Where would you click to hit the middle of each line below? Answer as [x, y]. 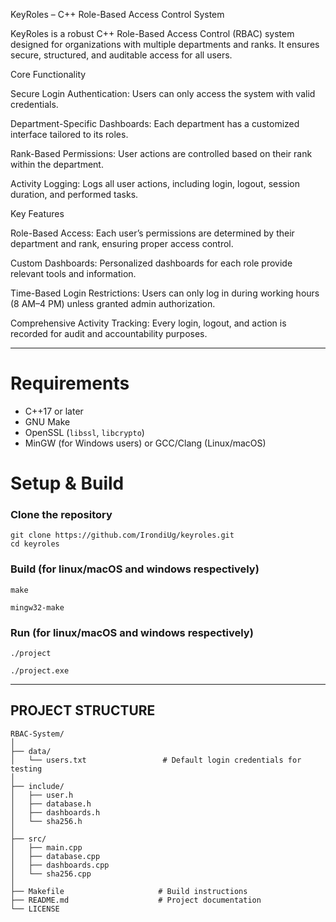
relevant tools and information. [73, 273]
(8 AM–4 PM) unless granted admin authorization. [113, 303]
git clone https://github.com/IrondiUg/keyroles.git [122, 535]
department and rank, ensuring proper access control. [122, 243]
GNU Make [47, 421]
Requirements [70, 383]
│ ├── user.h [42, 795]
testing [26, 769]
